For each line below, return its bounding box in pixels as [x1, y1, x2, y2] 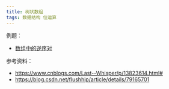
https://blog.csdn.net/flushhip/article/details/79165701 [14, 76, 150, 83]
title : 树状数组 [6, 8, 43, 15]
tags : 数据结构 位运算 [6, 14, 57, 20]
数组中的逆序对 [14, 44, 52, 52]
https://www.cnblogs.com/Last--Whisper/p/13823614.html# [14, 69, 164, 76]
